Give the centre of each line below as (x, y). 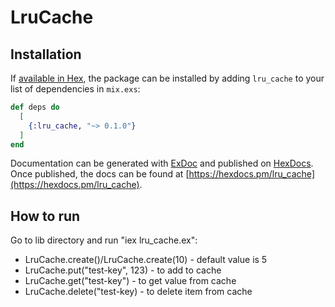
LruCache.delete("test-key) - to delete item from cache (138, 292)
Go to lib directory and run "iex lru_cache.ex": (104, 240)
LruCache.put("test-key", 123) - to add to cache (123, 270)
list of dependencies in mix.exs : (75, 89)
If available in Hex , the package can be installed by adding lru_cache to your (167, 78)
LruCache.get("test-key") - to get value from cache (130, 281)
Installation (46, 54)
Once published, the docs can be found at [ (100, 174)
